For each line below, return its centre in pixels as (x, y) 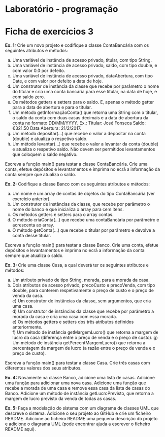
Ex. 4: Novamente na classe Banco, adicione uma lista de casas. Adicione (80, 378)
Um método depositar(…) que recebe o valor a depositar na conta (79, 134)
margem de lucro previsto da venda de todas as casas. (61, 399)
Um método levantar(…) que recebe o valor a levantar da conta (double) (85, 144)
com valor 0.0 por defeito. (39, 71)
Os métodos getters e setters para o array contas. (63, 215)
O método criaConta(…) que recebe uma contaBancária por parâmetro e (85, 220)
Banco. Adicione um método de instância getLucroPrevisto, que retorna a (80, 394)
